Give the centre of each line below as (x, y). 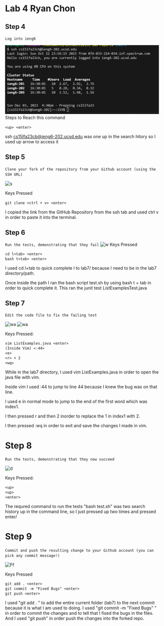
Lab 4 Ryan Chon (40, 9)
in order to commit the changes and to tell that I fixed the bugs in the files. (79, 613)
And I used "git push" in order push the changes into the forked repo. (75, 618)
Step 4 (15, 27)
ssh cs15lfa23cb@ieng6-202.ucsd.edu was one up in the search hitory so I (80, 136)
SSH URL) (14, 174)
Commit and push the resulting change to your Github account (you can (79, 551)
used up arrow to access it (32, 141)
